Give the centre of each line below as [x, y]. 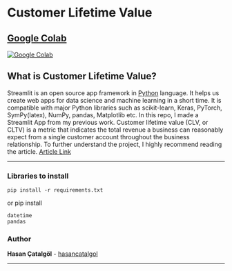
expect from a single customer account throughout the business [98, 137]
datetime [20, 216]
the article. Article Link [39, 151]
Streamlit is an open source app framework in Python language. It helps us [113, 93]
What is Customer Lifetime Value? [82, 76]
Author [19, 239]
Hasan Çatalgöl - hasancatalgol [52, 254]
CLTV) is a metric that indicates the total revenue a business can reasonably [115, 130]
